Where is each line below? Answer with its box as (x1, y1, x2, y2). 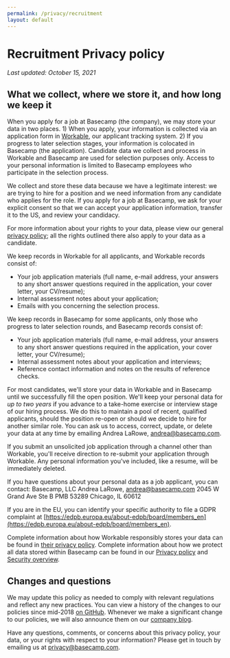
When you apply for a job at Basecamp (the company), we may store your (7, 117, 216, 126)
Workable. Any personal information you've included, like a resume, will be (7, 457, 218, 465)
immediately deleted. (7, 465, 67, 473)
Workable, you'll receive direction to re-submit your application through (7, 450, 209, 458)
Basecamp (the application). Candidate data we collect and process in (7, 147, 206, 155)
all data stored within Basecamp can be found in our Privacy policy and (7, 548, 208, 556)
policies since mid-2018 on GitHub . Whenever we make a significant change (7, 608, 223, 616)
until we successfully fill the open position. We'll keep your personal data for (7, 392, 223, 401)
